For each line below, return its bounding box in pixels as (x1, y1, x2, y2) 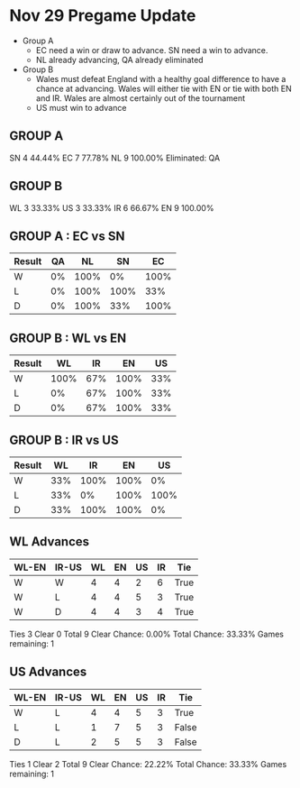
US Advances (9, 664, 87, 680)
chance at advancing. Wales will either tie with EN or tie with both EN (35, 83, 292, 94)
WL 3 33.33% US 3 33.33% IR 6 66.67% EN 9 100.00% (9, 202, 214, 213)
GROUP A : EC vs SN (9, 228, 125, 243)
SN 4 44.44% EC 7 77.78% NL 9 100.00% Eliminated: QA (9, 152, 221, 163)
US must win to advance (35, 102, 127, 113)
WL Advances (9, 534, 90, 550)
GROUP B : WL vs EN (9, 330, 127, 345)
